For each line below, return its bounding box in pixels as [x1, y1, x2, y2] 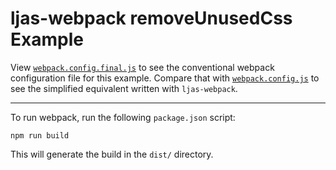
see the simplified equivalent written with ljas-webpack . [10, 82, 238, 94]
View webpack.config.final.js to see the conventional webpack [10, 61, 275, 73]
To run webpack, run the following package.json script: [10, 111, 236, 123]
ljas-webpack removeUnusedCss [10, 7, 293, 30]
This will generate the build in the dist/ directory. [10, 148, 214, 160]
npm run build [10, 130, 70, 141]
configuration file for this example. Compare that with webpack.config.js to [10, 72, 320, 84]
